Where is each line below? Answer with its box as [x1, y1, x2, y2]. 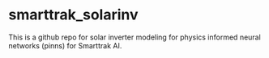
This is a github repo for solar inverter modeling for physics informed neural [8, 32, 261, 42]
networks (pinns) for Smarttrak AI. [8, 40, 122, 50]
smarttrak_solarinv [8, 6, 139, 24]
